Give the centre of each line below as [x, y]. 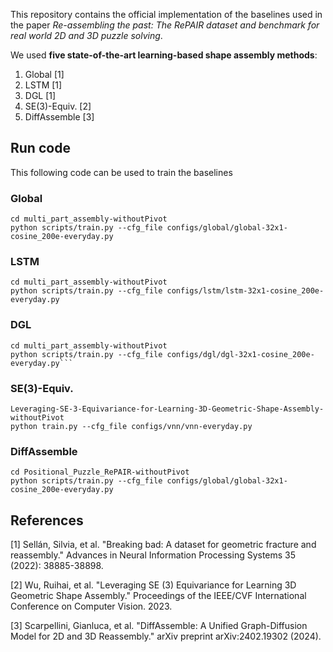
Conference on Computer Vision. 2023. [91, 606]
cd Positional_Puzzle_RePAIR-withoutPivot [100, 472]
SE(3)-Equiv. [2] [58, 106]
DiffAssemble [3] [59, 117]
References [47, 520]
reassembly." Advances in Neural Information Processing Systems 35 [153, 555]
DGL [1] [40, 95]
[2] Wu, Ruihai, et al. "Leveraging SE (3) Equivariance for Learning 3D [153, 585]
